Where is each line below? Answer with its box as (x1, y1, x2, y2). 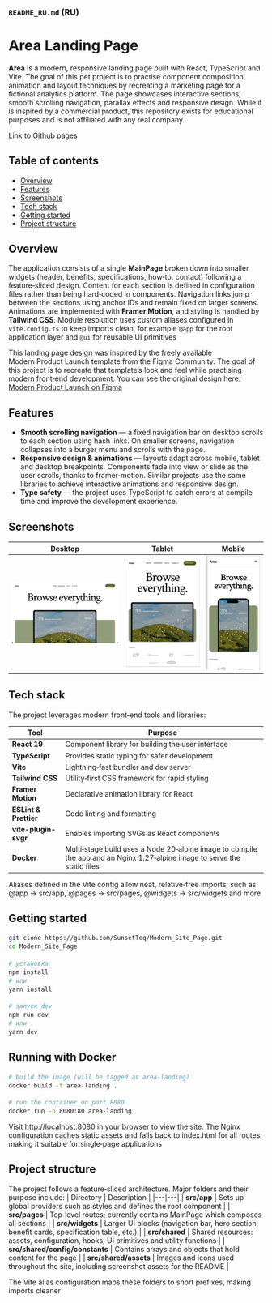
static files (65, 861, 100, 871)
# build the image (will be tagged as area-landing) (8, 1073, 190, 1081)
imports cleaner (8, 1285, 62, 1295)
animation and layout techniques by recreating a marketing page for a (8, 80, 241, 90)
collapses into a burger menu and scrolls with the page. (19, 445, 206, 455)
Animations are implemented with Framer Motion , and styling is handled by (8, 306, 260, 316)
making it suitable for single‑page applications (8, 1139, 163, 1149)
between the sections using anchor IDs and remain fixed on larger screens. (8, 298, 259, 308)
